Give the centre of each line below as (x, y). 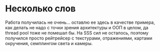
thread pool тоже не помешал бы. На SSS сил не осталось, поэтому (77, 33)
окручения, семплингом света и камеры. (49, 43)
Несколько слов (40, 9)
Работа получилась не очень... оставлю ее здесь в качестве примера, (80, 22)
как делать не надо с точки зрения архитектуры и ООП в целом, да (77, 27)
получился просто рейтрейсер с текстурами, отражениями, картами (79, 38)
